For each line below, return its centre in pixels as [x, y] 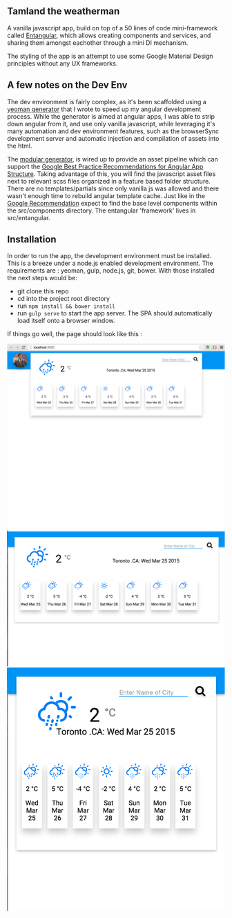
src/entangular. [29, 217]
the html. [20, 146]
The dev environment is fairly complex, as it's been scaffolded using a [107, 101]
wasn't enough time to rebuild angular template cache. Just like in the [106, 195]
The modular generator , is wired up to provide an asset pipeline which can [113, 159]
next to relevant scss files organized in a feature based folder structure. [109, 181]
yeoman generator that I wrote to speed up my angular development [104, 109]
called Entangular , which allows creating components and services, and [109, 35]
